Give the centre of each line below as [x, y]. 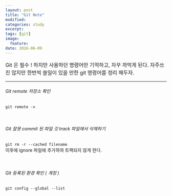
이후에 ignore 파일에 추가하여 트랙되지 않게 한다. [54, 150]
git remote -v [20, 107]
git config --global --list [35, 189]
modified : [16, 19]
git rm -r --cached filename [36, 145]
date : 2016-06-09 [24, 48]
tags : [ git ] [18, 34]
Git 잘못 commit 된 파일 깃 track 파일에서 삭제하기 [56, 129]
